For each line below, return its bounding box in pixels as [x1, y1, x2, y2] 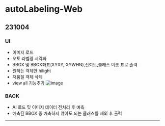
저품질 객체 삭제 [12, 74, 43, 79]
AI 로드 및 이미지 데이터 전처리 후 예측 [12, 104, 84, 110]
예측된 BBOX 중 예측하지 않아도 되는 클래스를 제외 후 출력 [12, 110, 122, 116]
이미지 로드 [12, 49, 34, 55]
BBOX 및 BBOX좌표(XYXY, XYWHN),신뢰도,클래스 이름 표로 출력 [12, 61, 137, 67]
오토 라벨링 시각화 [12, 55, 47, 61]
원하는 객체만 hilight [12, 68, 51, 74]
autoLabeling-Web [5, 3, 82, 15]
